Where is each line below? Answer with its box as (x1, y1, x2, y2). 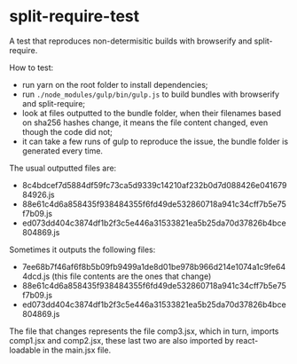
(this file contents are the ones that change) (51, 271, 212, 281)
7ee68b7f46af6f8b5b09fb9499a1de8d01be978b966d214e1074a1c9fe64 (21, 261, 286, 272)
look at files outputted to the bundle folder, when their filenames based (21, 107, 282, 118)
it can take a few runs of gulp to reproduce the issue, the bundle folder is (21, 136, 289, 146)
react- (235, 335, 259, 345)
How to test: (9, 62, 54, 73)
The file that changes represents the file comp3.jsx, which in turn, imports (9, 326, 279, 336)
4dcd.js (21, 271, 51, 281)
